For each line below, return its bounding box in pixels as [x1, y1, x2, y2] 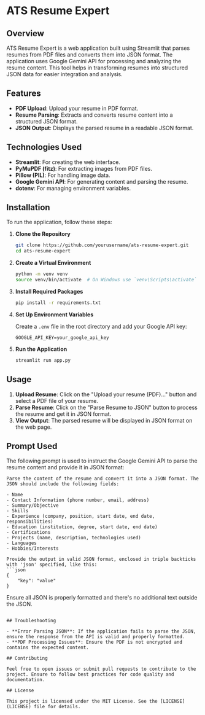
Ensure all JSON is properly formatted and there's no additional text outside [6, 594, 198, 601]
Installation [6, 202, 50, 213]
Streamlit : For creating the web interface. [15, 158, 121, 166]
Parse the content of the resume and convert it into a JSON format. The [6, 475, 199, 482]
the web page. [15, 423, 52, 431]
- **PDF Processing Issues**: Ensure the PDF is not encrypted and [6, 639, 183, 646]
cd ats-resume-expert [15, 248, 71, 254]
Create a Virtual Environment [15, 259, 91, 267]
